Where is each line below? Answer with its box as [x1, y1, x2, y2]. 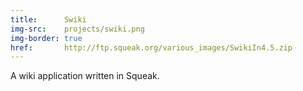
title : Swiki [10, 14, 87, 25]
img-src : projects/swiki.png [10, 24, 145, 34]
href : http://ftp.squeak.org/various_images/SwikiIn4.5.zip [10, 42, 293, 53]
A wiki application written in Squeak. [10, 70, 160, 82]
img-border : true [10, 33, 83, 43]
